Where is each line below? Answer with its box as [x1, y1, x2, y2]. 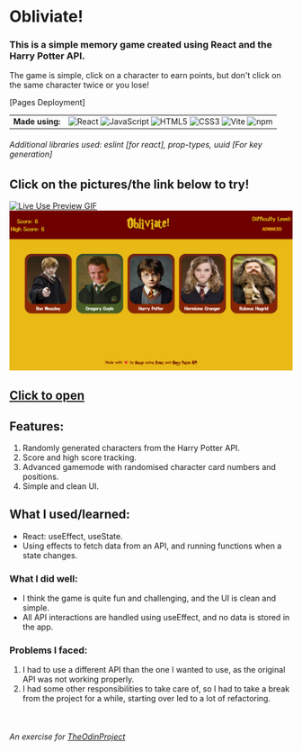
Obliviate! [9, 6, 84, 27]
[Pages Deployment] [9, 97, 85, 108]
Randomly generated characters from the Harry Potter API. [22, 443, 241, 454]
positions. [22, 471, 59, 483]
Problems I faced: [9, 644, 88, 656]
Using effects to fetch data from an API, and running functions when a [22, 540, 282, 551]
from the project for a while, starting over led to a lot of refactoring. [22, 693, 271, 704]
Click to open [9, 388, 85, 403]
